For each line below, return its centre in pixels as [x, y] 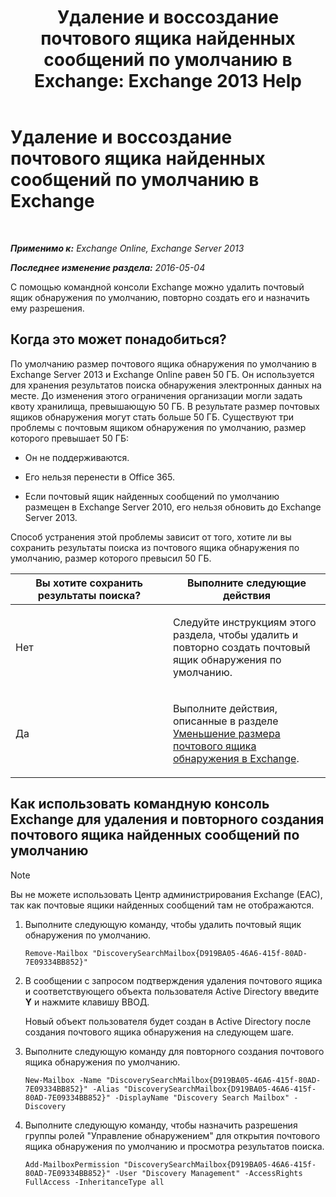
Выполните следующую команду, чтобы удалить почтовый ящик [163, 924]
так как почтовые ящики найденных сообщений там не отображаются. [162, 905]
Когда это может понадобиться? [118, 339]
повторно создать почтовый [242, 647]
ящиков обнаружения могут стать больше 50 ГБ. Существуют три [152, 417]
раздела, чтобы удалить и [236, 634]
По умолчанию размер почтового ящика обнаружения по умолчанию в [164, 363]
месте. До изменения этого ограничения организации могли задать [156, 395]
